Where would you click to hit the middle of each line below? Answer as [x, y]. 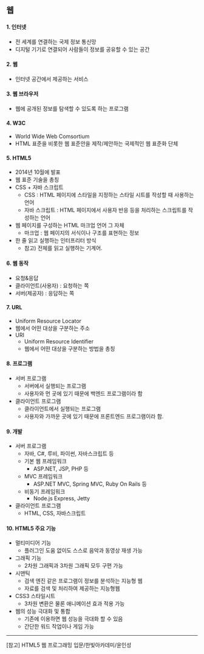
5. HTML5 [19, 158]
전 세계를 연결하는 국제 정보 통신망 [56, 41]
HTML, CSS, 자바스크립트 [55, 513]
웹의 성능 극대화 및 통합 [43, 611]
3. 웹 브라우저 [22, 94]
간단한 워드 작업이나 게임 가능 [59, 627]
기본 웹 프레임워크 [45, 461]
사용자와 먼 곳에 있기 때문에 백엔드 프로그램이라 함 [83, 394]
